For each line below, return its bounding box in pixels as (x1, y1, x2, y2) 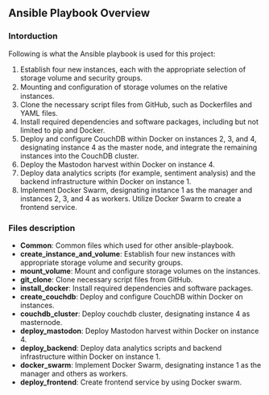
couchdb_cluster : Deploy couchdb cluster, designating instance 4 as (19, 309, 250, 319)
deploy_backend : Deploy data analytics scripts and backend (19, 343, 222, 352)
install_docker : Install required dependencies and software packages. (19, 283, 254, 293)
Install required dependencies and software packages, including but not (19, 117, 259, 126)
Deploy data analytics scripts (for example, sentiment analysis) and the (19, 168, 256, 178)
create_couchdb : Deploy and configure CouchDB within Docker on (19, 291, 243, 301)
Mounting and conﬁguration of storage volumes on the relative (19, 82, 228, 92)
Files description (8, 222, 76, 233)
